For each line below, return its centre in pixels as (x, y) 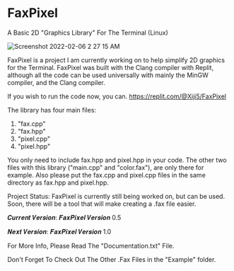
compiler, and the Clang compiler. (57, 82)
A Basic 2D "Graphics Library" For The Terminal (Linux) (88, 33)
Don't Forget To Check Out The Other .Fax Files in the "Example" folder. (112, 259)
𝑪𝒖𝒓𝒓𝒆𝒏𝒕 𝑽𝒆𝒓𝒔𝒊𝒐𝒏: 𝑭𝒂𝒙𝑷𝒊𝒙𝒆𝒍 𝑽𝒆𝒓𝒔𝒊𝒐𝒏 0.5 (64, 217)
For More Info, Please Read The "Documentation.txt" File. (91, 246)
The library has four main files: (52, 110)
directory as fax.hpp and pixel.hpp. (58, 183)
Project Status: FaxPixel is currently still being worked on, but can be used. (116, 196)
